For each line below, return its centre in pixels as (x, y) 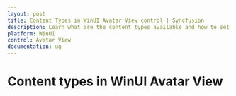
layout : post (27, 14)
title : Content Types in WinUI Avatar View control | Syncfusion (106, 20)
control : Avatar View (39, 40)
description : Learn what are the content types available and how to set (119, 27)
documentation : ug (34, 47)
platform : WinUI (31, 34)
